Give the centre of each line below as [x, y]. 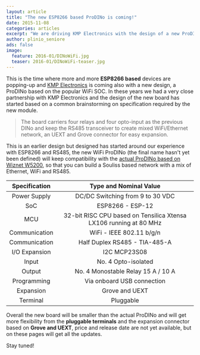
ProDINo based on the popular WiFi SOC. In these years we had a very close [100, 91]
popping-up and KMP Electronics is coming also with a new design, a [91, 85]
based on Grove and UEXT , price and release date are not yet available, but [99, 328]
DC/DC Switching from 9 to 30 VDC [125, 196]
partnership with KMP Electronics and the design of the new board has [93, 97]
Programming [31, 281]
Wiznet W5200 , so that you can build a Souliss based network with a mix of [99, 165]
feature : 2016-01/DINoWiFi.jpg [50, 56]
